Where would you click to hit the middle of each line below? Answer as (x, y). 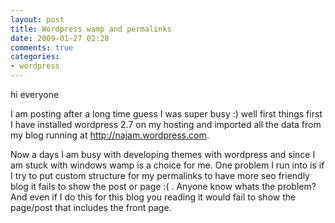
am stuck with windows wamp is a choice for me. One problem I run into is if (167, 165)
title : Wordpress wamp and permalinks (91, 29)
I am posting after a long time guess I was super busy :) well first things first (166, 114)
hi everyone (35, 94)
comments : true (42, 47)
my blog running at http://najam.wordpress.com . (110, 135)
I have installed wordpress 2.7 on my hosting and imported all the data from (166, 124)
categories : (35, 57)
